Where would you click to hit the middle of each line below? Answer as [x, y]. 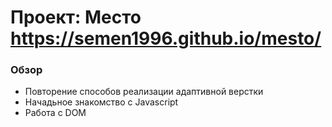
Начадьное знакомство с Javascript [101, 102]
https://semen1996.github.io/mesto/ [166, 38]
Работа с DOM [55, 113]
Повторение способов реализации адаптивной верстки [144, 92]
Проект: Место [76, 17]
